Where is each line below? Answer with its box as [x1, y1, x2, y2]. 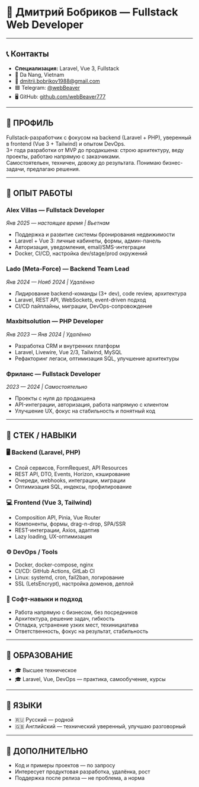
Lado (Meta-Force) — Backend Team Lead [6, 265, 130, 273]
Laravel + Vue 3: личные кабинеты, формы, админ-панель [14, 237, 162, 244]
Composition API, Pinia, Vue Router [14, 514, 101, 521]
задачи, [6, 165, 25, 172]
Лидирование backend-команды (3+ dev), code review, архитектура [14, 289, 187, 297]
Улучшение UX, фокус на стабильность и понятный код [14, 407, 156, 415]
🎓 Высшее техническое [14, 666, 77, 673]
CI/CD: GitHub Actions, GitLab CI [14, 568, 95, 575]
